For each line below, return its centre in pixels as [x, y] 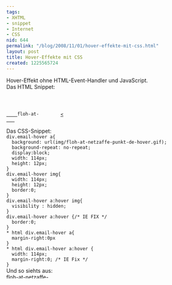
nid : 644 [17, 40]
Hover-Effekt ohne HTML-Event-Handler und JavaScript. [77, 80]
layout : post [23, 52]
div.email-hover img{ [34, 174]
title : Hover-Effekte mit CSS [45, 57]
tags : [13, 12]
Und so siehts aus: [29, 270]
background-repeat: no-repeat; [51, 147]
